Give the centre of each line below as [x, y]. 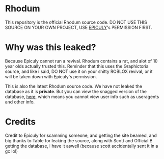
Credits [20, 122]
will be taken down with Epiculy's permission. [51, 76]
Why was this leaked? [51, 48]
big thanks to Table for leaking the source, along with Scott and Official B [79, 140]
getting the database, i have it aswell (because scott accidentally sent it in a [82, 146]
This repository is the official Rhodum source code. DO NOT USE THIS [76, 22]
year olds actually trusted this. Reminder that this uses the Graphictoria [77, 66]
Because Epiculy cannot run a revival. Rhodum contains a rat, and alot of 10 [82, 61]
